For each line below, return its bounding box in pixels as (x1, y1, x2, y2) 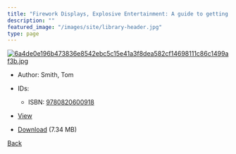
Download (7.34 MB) (17, 125, 77, 134)
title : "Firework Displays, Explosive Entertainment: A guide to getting (7, 10, 229, 18)
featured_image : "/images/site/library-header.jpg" (7, 23, 162, 30)
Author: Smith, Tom (17, 71, 74, 79)
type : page (7, 30, 39, 37)
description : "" (7, 17, 55, 24)
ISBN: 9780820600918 (27, 98, 95, 107)
